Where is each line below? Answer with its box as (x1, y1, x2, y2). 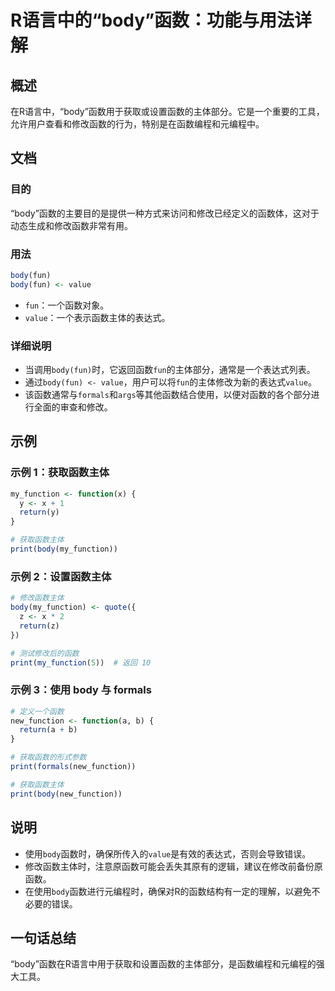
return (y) (19, 507, 60, 518)
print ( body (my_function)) (10, 544, 118, 555)
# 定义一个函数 (10, 706, 65, 716)
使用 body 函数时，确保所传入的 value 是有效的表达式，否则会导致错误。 (24, 847, 312, 860)
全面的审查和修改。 (33, 401, 113, 413)
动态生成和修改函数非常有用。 (10, 219, 133, 231)
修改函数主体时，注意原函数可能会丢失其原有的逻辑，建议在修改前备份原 (24, 860, 323, 872)
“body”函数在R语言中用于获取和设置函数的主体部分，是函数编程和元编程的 (10, 958, 317, 970)
